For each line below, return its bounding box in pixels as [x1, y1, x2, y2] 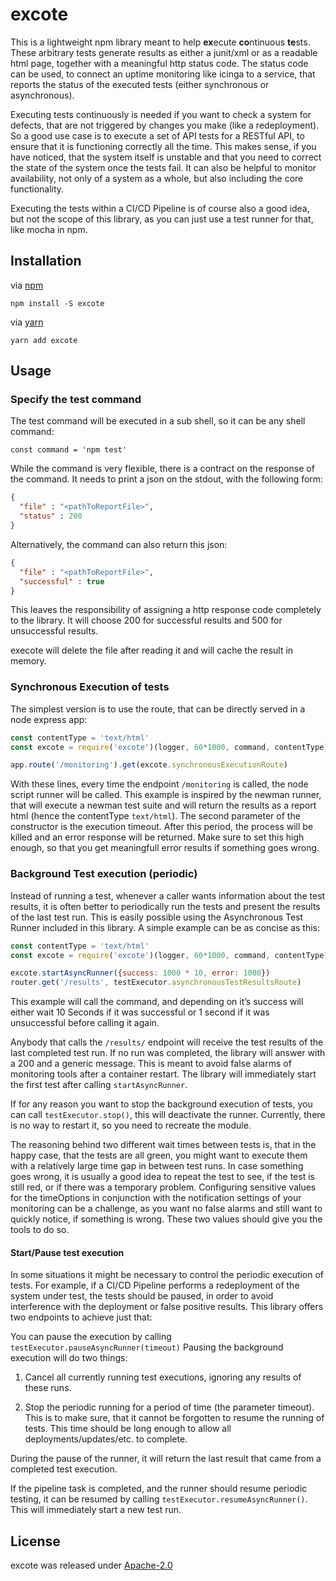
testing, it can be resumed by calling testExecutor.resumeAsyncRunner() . [10, 1493, 308, 1505]
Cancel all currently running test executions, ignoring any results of [24, 1371, 302, 1383]
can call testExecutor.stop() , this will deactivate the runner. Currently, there [10, 1109, 326, 1121]
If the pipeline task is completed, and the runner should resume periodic [10, 1483, 308, 1495]
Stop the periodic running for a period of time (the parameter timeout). [24, 1401, 315, 1413]
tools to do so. [10, 1224, 70, 1236]
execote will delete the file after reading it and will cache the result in [10, 644, 294, 657]
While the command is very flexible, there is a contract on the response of [10, 463, 315, 475]
